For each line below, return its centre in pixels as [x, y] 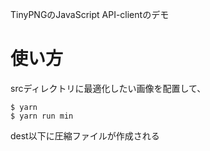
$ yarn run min [42, 116]
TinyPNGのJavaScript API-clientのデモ [90, 14]
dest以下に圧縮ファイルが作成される [85, 135]
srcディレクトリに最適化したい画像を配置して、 [108, 88]
